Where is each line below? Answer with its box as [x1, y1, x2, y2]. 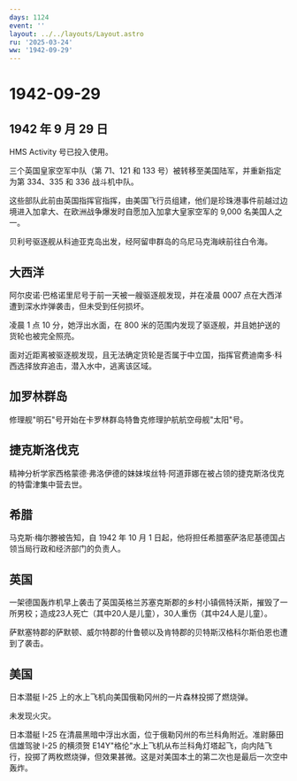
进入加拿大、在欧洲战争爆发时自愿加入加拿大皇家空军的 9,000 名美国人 [16, 206, 276, 217]
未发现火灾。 [9, 710, 56, 721]
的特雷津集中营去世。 [9, 479, 87, 490]
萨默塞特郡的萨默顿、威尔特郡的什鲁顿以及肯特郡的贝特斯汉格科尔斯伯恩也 [9, 627, 280, 638]
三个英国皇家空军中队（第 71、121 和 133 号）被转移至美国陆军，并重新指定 [9, 166, 282, 176]
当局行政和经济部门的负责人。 [16, 544, 126, 554]
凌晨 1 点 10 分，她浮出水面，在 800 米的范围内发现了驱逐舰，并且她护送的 [9, 320, 281, 330]
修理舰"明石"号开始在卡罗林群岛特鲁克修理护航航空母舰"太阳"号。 [9, 414, 249, 425]
